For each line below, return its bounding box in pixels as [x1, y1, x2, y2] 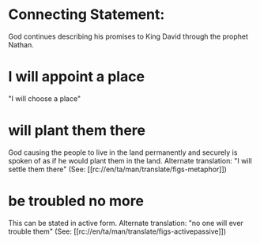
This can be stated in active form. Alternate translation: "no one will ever [8, 218, 243, 227]
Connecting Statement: [8, 6, 165, 24]
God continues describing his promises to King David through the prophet [8, 32, 249, 41]
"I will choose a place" [8, 93, 81, 103]
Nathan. [8, 39, 34, 49]
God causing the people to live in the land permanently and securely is [8, 148, 238, 157]
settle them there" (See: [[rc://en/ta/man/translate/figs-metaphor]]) [8, 164, 228, 174]
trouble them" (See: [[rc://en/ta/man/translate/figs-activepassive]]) [8, 227, 227, 236]
